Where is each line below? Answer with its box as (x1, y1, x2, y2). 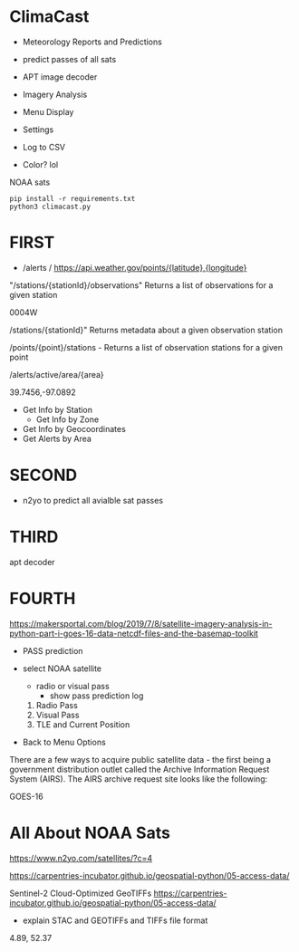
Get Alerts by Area (22, 433, 92, 444)
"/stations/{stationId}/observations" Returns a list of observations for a (9, 279, 274, 291)
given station (9, 289, 58, 300)
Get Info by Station (22, 404, 93, 415)
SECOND (9, 465, 78, 486)
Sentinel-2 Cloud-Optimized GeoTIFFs (9, 888, 152, 899)
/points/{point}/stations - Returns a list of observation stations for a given (9, 341, 284, 352)
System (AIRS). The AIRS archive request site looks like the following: (9, 773, 268, 784)
